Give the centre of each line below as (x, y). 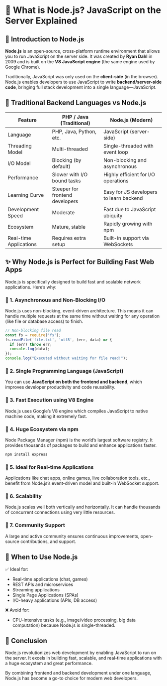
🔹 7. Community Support (35, 525)
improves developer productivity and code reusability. (60, 387)
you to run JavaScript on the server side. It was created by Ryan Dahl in (79, 56)
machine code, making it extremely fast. (46, 416)
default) (61, 166)
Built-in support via (126, 238)
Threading (20, 145)
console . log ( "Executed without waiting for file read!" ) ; (66, 358)
